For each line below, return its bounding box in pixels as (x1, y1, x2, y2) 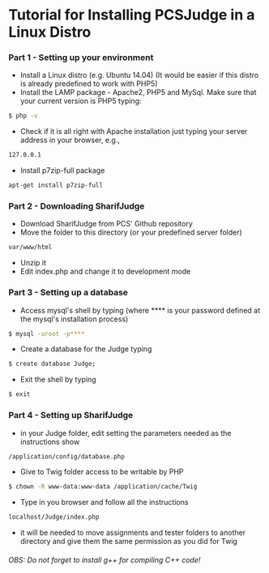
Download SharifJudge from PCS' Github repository (19, 219, 193, 229)
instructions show (19, 437, 80, 446)
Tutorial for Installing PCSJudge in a (8, 6, 255, 24)
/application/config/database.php (8, 452, 126, 460)
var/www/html (8, 243, 53, 252)
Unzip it (19, 258, 47, 268)
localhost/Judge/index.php (8, 513, 100, 521)
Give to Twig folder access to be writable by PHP (19, 467, 184, 476)
